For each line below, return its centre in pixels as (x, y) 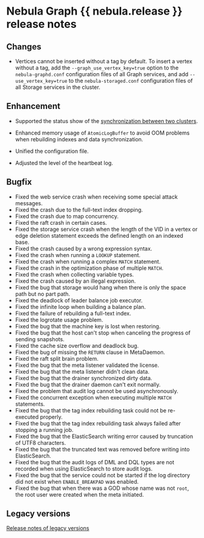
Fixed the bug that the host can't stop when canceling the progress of (103, 333)
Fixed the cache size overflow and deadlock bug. (77, 345)
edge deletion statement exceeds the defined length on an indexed (99, 235)
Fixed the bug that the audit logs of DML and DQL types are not (95, 462)
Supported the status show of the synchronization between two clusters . (106, 121)
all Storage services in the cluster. (58, 87)
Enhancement (33, 106)
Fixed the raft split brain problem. (57, 358)
